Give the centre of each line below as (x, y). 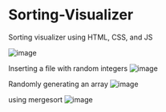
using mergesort (35, 99)
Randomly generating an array (58, 84)
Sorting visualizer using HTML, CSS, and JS (81, 37)
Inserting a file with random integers (68, 68)
